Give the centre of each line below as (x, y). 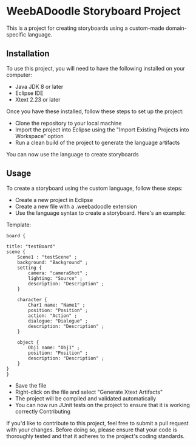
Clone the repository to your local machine (68, 123)
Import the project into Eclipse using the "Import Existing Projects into (102, 130)
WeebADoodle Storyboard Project (93, 11)
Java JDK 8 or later (39, 86)
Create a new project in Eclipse (54, 200)
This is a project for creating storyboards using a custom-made (86, 28)
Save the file (31, 385)
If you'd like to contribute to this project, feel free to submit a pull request (98, 423)
